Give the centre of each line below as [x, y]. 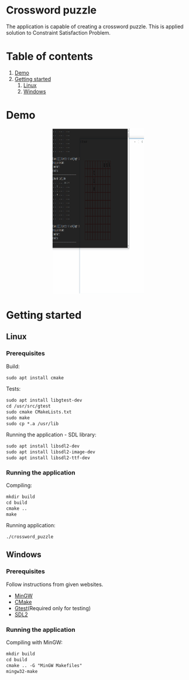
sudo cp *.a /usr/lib [32, 423]
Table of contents [50, 57]
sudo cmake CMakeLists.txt [39, 412]
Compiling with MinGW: [34, 642]
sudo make [18, 418]
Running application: [31, 525]
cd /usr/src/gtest [28, 406]
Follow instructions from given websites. [55, 584]
